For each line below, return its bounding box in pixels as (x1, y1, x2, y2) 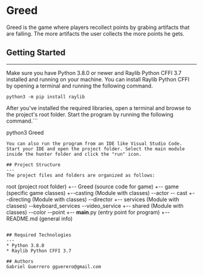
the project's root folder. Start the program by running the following (6, 111, 174, 118)
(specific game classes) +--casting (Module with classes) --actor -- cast (6, 189, 188, 196)
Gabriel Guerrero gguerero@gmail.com (6, 263, 101, 269)
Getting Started (6, 48, 66, 58)
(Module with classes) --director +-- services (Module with (32, 196, 179, 203)
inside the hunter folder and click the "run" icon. (6, 151, 142, 157)
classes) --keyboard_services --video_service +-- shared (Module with (6, 202, 184, 209)
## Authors (6, 258, 34, 265)
